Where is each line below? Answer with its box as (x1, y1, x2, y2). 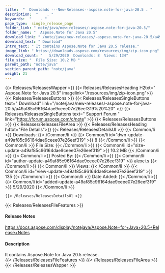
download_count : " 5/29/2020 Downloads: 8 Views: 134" (5, 53, 129, 58)
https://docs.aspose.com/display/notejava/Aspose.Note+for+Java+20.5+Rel (5, 224, 159, 230)
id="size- (126, 142, 146, 148)
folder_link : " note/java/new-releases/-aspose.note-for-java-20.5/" (5, 26, 151, 30)
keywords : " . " (5, 16, 48, 21)
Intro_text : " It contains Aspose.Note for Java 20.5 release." (5, 44, 139, 49)
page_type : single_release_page (5, 21, 74, 26)
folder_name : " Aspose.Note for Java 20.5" (5, 30, 98, 35)
